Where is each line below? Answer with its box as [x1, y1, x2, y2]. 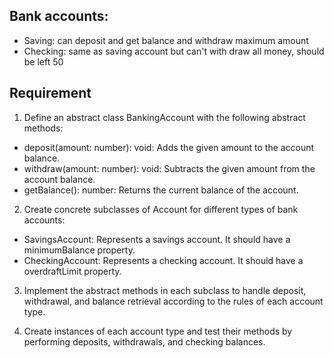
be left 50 [23, 55, 64, 68]
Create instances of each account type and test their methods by [23, 325, 293, 337]
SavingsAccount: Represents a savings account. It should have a [23, 233, 291, 245]
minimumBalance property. [23, 244, 136, 256]
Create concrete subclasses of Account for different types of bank [23, 203, 299, 215]
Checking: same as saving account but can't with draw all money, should [23, 45, 325, 57]
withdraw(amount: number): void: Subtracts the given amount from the [23, 162, 316, 174]
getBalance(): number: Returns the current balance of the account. [23, 184, 299, 196]
